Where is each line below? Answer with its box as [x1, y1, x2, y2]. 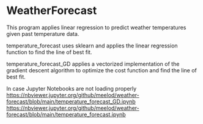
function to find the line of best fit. [6, 48, 92, 55]
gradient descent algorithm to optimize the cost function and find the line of [6, 66, 197, 74]
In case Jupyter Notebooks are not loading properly [6, 84, 137, 92]
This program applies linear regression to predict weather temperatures [6, 24, 186, 31]
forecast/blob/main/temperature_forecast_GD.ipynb [6, 98, 136, 105]
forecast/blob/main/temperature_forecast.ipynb [6, 111, 127, 118]
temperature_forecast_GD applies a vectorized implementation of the [6, 60, 180, 67]
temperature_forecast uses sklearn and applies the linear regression [6, 42, 179, 49]
